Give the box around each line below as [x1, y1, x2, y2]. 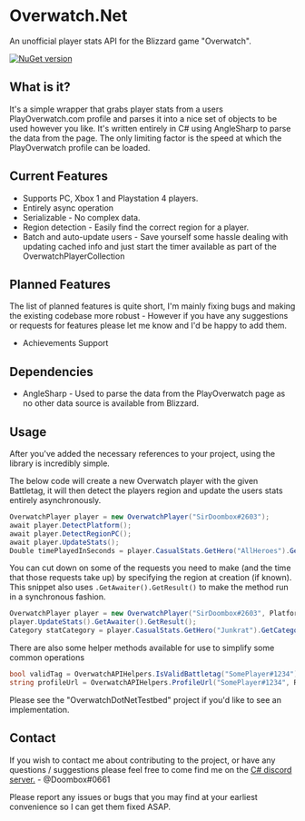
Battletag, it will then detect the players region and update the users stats [9, 485, 283, 496]
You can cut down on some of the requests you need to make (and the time [9, 562, 291, 573]
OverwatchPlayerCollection [22, 251, 125, 262]
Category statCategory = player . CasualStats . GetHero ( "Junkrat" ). [9, 626, 261, 636]
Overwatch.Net [9, 5, 128, 26]
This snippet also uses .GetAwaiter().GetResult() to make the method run [9, 582, 289, 593]
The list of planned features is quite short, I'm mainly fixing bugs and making [9, 301, 296, 312]
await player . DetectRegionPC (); [9, 529, 132, 539]
